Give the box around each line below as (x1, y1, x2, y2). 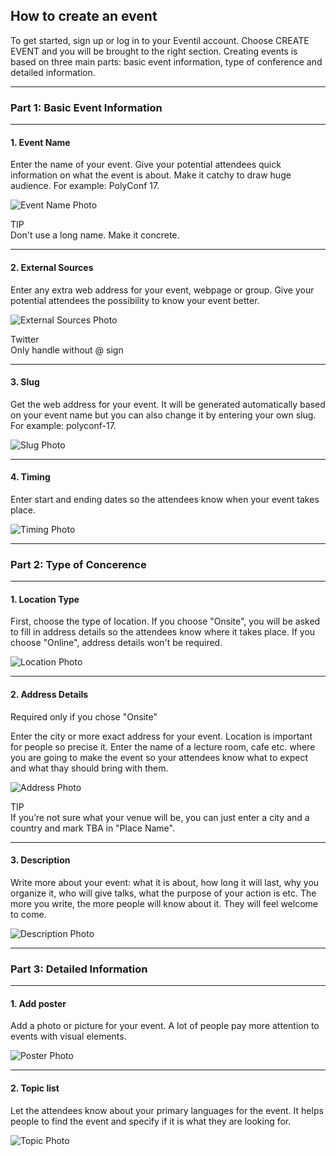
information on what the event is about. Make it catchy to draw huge (10, 169, 292, 181)
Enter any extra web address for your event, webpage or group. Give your (10, 284, 315, 296)
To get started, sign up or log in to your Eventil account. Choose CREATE (10, 34, 310, 46)
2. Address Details (10, 689, 89, 701)
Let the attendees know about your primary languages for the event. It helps (10, 1104, 324, 1116)
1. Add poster (10, 997, 67, 1009)
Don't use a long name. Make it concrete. (10, 229, 180, 241)
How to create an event (10, 8, 158, 25)
